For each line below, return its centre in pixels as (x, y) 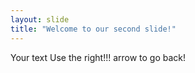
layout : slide (40, 19)
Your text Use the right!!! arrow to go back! (98, 57)
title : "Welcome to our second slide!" (93, 29)
